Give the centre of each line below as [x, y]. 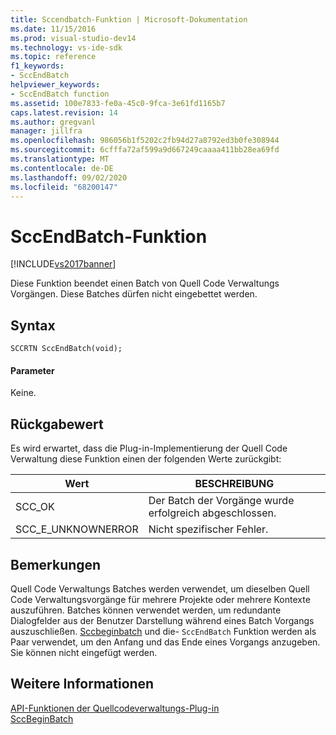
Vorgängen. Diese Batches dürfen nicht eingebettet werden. [134, 294]
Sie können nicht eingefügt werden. [84, 652]
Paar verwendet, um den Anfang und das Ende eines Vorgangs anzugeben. [165, 642]
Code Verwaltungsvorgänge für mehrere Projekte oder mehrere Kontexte [160, 599]
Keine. [23, 393]
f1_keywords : [37, 66]
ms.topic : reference [53, 57]
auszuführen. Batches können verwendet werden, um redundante [146, 610]
